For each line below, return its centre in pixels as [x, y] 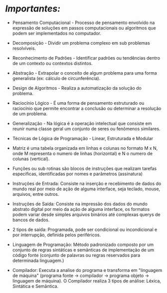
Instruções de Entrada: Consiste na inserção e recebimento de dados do [87, 183]
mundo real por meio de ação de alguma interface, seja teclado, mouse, [86, 189]
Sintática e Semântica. [35, 286]
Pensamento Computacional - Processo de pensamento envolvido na [83, 23]
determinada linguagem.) [38, 260]
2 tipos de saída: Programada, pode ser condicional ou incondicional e [85, 229]
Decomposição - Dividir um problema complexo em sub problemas [81, 43]
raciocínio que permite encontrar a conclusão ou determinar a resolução [87, 108]
